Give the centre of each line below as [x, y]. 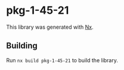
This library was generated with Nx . [50, 27]
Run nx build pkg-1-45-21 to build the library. [62, 60]
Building [22, 46]
